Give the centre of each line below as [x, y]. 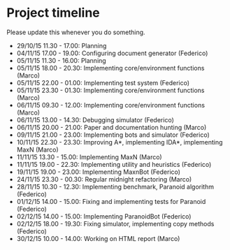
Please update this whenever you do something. [76, 32]
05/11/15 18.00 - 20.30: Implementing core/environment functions [110, 68]
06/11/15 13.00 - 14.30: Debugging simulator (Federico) [95, 119]
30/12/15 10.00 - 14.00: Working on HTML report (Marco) [98, 238]
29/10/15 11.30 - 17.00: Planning [62, 45]
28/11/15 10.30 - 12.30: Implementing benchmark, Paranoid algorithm [115, 186]
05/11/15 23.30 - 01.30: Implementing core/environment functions [110, 90]
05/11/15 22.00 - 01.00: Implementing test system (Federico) [103, 82]
